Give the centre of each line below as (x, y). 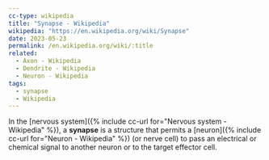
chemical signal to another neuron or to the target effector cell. (113, 147)
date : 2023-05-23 (38, 38)
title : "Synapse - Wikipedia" (59, 23)
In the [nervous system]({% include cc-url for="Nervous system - (118, 121)
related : (23, 53)
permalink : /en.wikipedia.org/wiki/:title (81, 46)
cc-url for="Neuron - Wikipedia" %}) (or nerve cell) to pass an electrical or (132, 139)
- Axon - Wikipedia (48, 61)
